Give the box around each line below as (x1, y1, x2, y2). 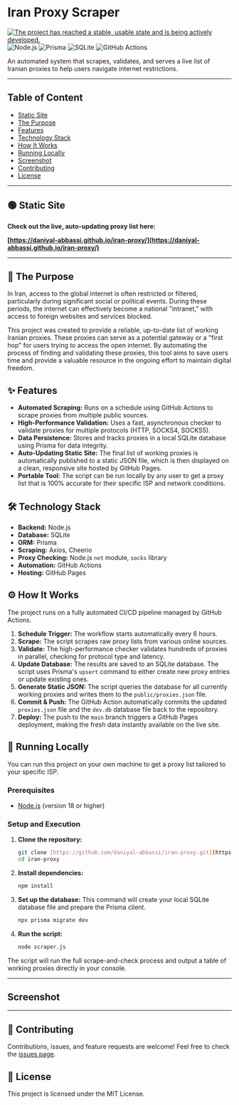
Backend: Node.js (17, 523, 71, 531)
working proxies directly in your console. (7, 963, 127, 972)
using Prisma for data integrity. (17, 441, 108, 450)
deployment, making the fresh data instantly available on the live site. (17, 720, 221, 729)
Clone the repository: (17, 835, 83, 844)
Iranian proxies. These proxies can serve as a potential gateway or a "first (7, 333, 223, 342)
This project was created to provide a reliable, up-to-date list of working (7, 326, 219, 335)
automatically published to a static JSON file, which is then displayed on (17, 457, 229, 465)
